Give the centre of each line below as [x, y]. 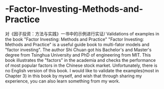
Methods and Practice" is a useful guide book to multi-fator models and [77, 44]
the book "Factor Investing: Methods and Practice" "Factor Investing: [75, 39]
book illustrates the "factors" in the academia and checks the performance [80, 60]
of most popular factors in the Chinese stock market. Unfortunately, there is [81, 65]
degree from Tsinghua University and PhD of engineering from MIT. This [78, 55]
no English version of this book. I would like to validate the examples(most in [82, 70]
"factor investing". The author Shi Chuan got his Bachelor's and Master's [78, 50]
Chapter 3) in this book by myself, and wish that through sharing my [73, 76]
